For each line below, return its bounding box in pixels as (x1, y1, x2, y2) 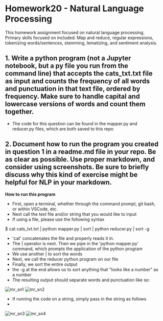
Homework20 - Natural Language (5, 3, 144, 14)
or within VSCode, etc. (12, 206, 58, 212)
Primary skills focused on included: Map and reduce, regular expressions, (5, 35, 154, 41)
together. (5, 108, 34, 116)
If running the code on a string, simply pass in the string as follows (12, 296, 147, 301)
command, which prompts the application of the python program (12, 246, 143, 252)
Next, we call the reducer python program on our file (12, 256, 118, 262)
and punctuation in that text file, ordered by (5, 85, 140, 93)
